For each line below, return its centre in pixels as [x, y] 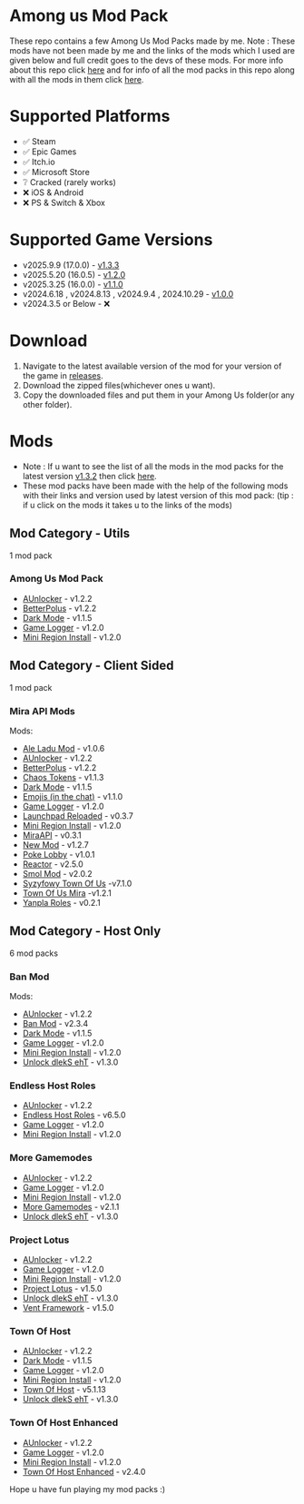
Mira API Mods [42, 711]
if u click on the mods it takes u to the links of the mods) [127, 505]
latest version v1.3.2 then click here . [89, 476]
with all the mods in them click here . [77, 79]
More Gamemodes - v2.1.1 [71, 1206]
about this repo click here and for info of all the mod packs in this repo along [152, 70]
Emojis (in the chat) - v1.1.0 [73, 796]
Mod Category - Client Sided [92, 666]
